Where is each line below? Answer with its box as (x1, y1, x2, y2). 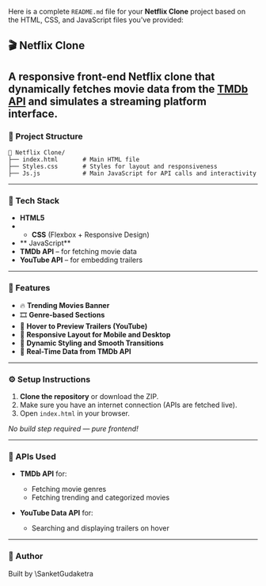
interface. (8, 107, 58, 120)
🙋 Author (8, 550, 44, 561)
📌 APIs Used (8, 451, 57, 462)
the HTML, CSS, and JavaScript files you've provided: (8, 15, 184, 25)
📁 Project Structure (8, 131, 83, 142)
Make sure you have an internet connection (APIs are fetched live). (19, 400, 237, 409)
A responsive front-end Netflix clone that (8, 70, 215, 83)
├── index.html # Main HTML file (8, 156, 140, 164)
